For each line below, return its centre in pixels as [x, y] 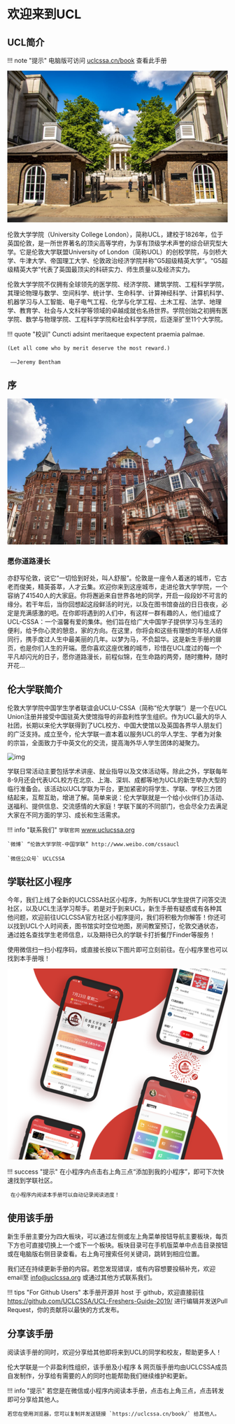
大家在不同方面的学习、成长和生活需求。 [65, 815]
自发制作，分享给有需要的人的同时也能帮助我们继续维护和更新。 [99, 1376]
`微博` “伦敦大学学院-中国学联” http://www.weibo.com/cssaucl [93, 844]
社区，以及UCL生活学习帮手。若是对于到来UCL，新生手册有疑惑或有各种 [112, 909]
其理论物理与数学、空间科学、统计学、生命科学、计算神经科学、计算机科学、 [117, 293]
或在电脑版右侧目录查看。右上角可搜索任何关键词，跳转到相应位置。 [105, 1253]
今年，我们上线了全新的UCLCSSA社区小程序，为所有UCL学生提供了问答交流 [117, 900]
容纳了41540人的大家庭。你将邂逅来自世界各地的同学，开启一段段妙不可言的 [117, 595]
